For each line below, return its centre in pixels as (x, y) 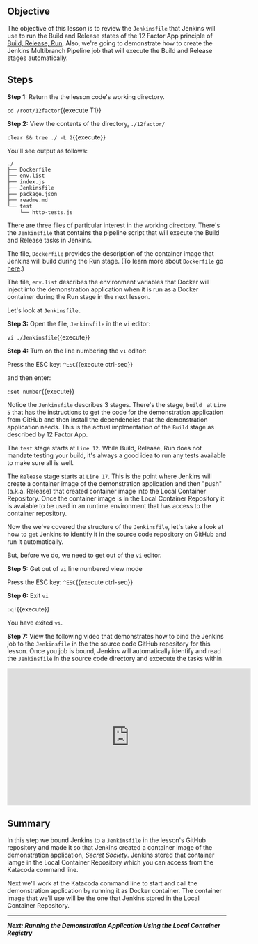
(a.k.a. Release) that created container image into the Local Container (107, 491)
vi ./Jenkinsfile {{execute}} (49, 337)
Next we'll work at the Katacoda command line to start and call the (103, 883)
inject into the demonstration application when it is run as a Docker (103, 289)
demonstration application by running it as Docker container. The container (115, 891)
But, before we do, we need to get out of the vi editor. (84, 555)
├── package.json (32, 194)
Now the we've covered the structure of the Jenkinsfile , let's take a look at (115, 526)
